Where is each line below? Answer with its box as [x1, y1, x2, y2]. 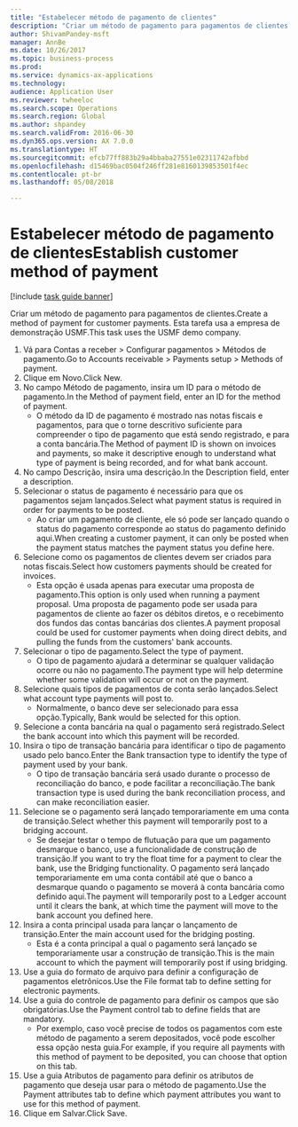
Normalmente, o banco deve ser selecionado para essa [35, 703, 239, 713]
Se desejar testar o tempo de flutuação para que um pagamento [35, 835, 271, 846]
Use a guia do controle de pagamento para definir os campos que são [22, 995, 279, 1005]
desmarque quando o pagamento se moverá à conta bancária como [35, 882, 285, 893]
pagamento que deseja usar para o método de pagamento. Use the [22, 1080, 267, 1091]
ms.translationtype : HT [10, 145, 98, 154]
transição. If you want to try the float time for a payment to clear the [35, 854, 282, 864]
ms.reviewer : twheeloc [10, 95, 94, 105]
